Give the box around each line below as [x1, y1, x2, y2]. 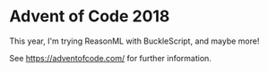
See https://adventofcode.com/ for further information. [9, 52, 212, 63]
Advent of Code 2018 [9, 6, 170, 27]
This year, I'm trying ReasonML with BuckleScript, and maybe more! [9, 36, 260, 46]
